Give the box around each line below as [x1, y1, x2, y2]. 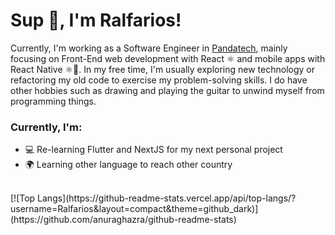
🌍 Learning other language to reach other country [24, 159, 233, 171]
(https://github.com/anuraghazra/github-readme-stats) [10, 214, 237, 226]
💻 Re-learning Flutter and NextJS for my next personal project [24, 144, 283, 156]
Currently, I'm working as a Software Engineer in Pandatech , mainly [10, 42, 288, 54]
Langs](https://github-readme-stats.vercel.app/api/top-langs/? [37, 192, 297, 204]
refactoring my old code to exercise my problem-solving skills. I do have [10, 74, 308, 86]
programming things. [10, 95, 97, 107]
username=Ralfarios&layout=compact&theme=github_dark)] [10, 203, 259, 215]
